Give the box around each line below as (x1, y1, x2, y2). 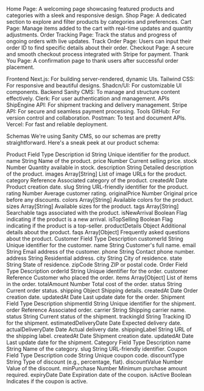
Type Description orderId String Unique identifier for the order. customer (6, 268, 188, 274)
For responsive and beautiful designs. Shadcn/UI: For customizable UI (6, 82, 182, 89)
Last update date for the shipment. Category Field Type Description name (6, 339, 191, 346)
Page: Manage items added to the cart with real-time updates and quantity (6, 24, 194, 32)
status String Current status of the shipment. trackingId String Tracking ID (6, 313, 191, 320)
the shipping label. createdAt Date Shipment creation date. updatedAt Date (6, 332, 194, 339)
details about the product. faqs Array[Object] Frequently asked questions (6, 229, 190, 235)
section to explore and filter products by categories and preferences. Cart (6, 18, 192, 25)
